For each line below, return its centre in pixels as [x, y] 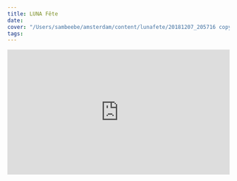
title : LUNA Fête [33, 14]
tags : [15, 33]
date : [15, 20]
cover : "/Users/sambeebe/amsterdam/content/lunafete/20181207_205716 [112, 27]
